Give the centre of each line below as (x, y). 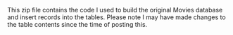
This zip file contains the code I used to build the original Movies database (115, 10)
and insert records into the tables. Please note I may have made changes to (117, 17)
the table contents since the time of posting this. (77, 24)
